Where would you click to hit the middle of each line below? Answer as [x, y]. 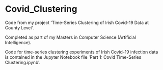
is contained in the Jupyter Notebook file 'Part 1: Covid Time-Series [73, 57]
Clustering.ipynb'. [23, 62]
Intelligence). [18, 42]
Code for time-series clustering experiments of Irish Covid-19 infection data [81, 52]
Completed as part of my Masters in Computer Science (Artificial [70, 37]
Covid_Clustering [41, 9]
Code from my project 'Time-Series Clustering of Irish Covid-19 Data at [77, 23]
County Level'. [20, 27]
